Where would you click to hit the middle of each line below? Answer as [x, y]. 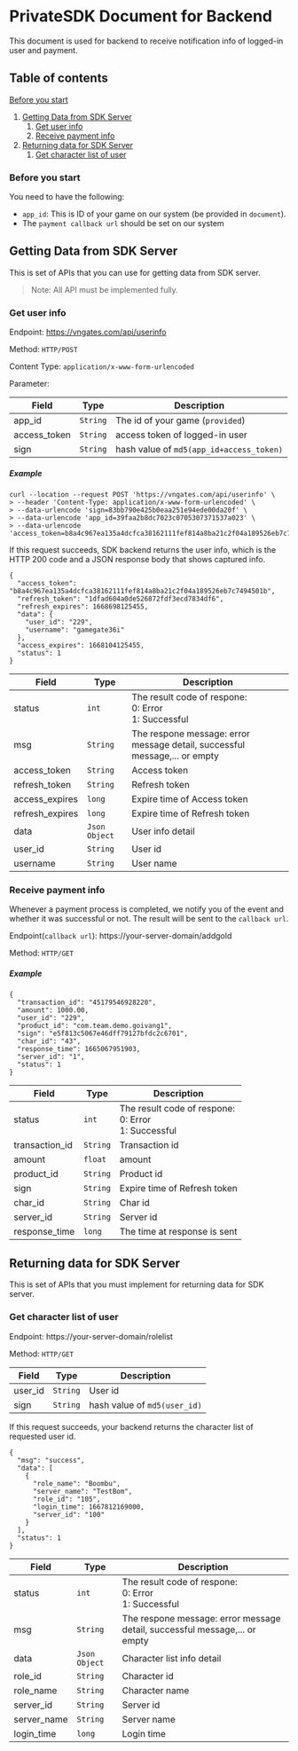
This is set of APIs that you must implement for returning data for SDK [137, 1284]
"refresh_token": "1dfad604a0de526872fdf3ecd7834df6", [121, 599]
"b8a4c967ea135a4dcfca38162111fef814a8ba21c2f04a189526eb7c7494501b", [142, 592]
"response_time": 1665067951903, [79, 1049]
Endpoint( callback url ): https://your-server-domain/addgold [121, 936]
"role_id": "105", [67, 1499]
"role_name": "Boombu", [77, 1483]
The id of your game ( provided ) [180, 420]
